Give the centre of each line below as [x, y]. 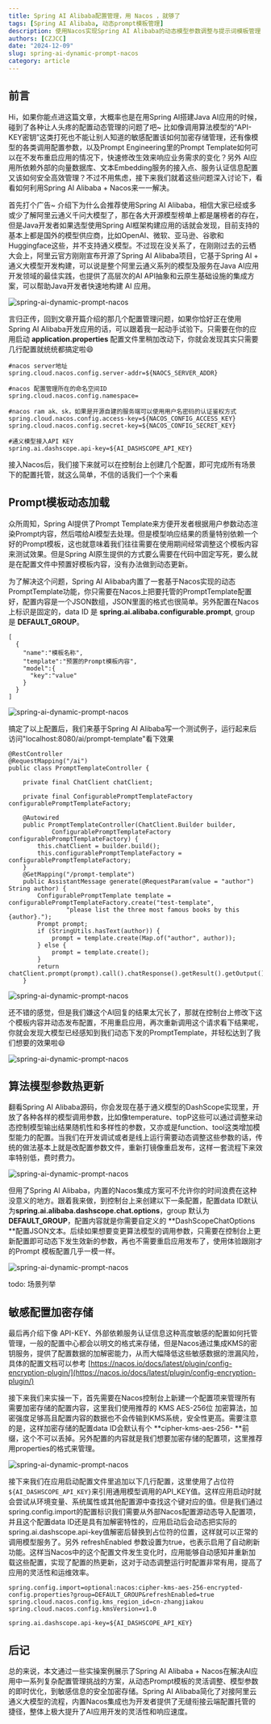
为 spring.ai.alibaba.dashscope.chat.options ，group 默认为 [109, 1211]
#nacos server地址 [38, 366]
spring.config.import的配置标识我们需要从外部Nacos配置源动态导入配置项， [134, 1512]
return [48, 966]
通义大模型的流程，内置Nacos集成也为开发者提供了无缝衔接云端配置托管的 [132, 1701]
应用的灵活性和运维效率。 [51, 1573]
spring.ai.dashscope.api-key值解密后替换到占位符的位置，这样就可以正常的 [133, 1532]
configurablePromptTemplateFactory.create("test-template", [112, 902]
